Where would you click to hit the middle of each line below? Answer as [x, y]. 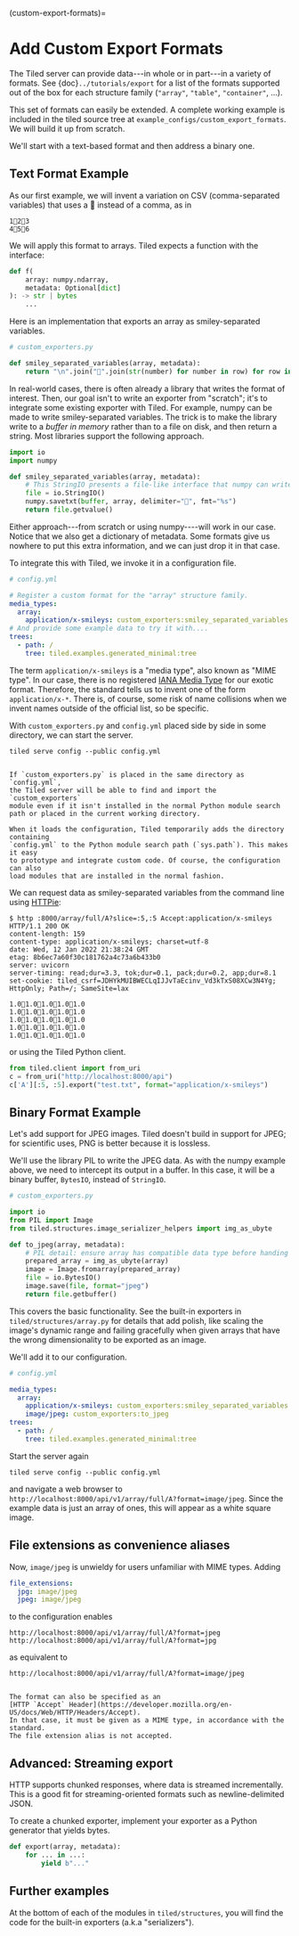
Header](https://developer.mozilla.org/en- [151, 1705]
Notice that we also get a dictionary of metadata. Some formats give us [140, 536]
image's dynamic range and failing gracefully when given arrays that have [145, 1330]
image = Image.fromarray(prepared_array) [103, 1270]
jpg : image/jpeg [47, 1591]
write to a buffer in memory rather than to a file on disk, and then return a [143, 426]
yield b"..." [65, 1863]
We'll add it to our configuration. [68, 1357]
